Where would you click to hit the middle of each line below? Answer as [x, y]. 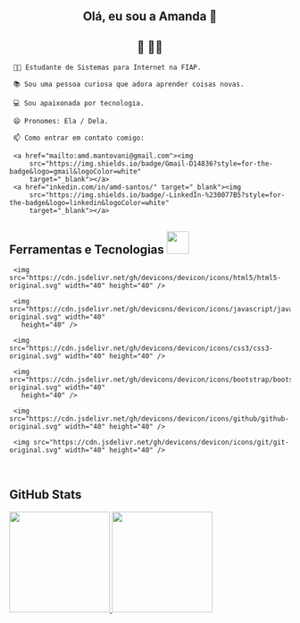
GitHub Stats [46, 495]
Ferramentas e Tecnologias [87, 249]
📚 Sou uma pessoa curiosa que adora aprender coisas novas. [129, 85]
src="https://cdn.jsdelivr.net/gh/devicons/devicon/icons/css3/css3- [142, 349]
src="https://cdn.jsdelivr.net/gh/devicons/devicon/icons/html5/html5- [145, 278]
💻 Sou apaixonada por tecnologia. [79, 104]
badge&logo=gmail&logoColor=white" [75, 172]
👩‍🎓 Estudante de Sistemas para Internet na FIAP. [107, 68]
